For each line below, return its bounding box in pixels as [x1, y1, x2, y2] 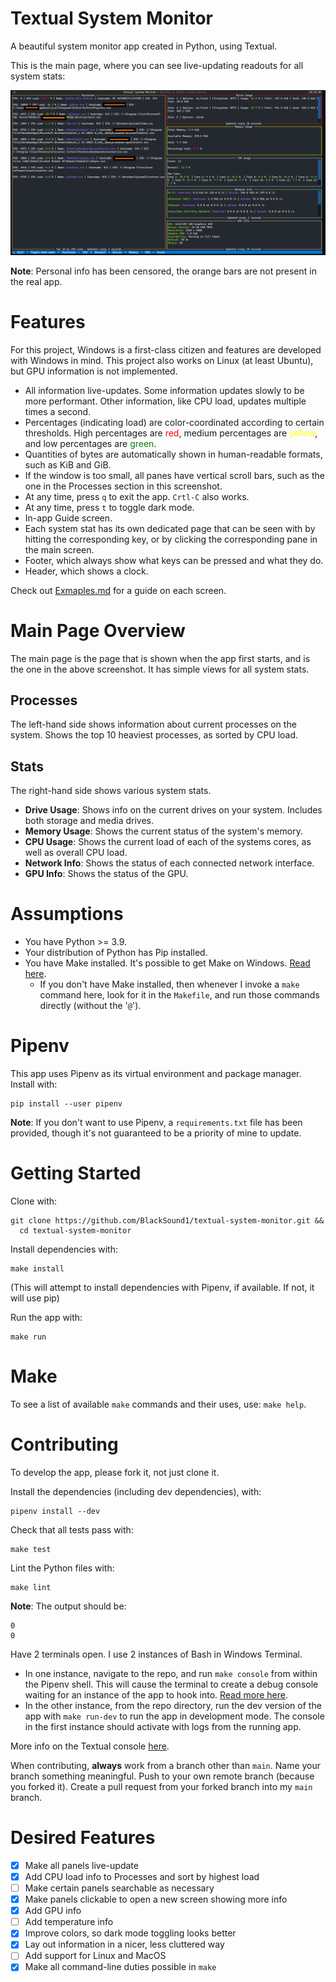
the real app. [10, 275, 63, 287]
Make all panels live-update [24, 1859, 139, 1871]
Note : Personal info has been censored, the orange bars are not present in [10, 265, 317, 277]
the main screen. [24, 543, 95, 556]
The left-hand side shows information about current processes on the [10, 718, 297, 731]
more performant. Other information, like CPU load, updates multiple [24, 395, 307, 407]
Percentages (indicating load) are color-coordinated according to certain [24, 416, 325, 428]
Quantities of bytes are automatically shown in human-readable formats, [24, 448, 323, 460]
